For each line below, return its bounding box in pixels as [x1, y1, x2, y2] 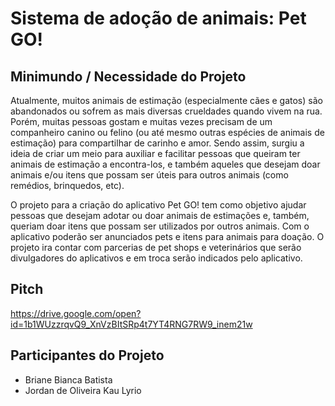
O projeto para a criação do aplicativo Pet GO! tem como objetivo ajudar [10, 199, 307, 211]
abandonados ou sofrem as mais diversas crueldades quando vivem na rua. [10, 105, 323, 117]
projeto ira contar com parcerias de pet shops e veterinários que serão [10, 242, 302, 253]
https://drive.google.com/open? [10, 307, 142, 319]
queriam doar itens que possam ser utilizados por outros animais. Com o [10, 220, 310, 232]
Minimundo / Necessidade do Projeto [10, 68, 247, 85]
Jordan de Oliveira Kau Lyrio [24, 384, 142, 396]
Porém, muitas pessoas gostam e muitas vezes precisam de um [10, 116, 273, 127]
